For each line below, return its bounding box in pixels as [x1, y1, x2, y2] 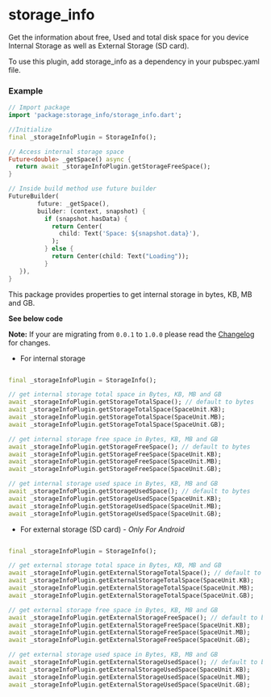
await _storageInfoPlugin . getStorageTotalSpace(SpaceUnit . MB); [8, 413, 226, 421]
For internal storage [19, 353, 86, 363]
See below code [8, 313, 63, 323]
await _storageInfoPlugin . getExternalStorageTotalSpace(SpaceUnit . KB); [8, 577, 254, 585]
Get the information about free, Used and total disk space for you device [8, 32, 249, 42]
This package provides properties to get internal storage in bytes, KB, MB [8, 289, 252, 299]
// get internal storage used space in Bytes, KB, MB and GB [8, 480, 219, 488]
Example [8, 85, 44, 96]
